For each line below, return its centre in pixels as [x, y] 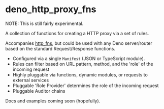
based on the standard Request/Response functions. [60, 48]
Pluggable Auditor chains [39, 91]
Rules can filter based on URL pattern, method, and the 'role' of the [83, 64]
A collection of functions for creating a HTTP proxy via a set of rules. [77, 33]
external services [31, 80]
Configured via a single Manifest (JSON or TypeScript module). [79, 58]
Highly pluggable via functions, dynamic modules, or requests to [80, 74]
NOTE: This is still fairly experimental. [44, 23]
